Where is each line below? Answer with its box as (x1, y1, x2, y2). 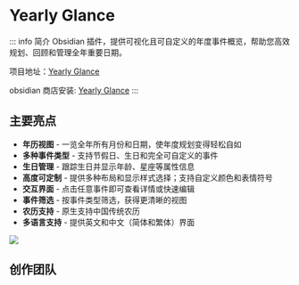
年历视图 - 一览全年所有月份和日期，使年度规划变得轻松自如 (21, 139, 243, 150)
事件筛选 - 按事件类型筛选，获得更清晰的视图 (21, 194, 187, 205)
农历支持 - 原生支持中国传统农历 (21, 206, 141, 216)
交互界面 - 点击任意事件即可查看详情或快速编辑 (21, 183, 195, 194)
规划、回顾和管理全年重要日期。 (9, 46, 127, 58)
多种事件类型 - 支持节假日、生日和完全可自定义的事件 (21, 150, 219, 160)
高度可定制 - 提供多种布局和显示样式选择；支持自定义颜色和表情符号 (21, 172, 274, 183)
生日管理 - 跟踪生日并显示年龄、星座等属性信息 (21, 161, 195, 172)
